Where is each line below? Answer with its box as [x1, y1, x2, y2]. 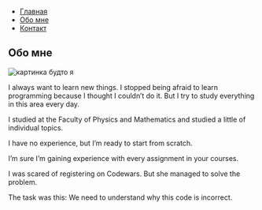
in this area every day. [8, 99, 80, 109]
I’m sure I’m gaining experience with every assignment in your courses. [8, 153, 238, 163]
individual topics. [8, 122, 64, 133]
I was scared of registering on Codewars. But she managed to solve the [8, 169, 241, 178]
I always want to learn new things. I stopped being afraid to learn [8, 82, 219, 92]
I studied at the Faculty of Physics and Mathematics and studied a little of [8, 114, 246, 124]
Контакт [19, 24, 47, 32]
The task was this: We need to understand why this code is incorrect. [8, 193, 233, 202]
